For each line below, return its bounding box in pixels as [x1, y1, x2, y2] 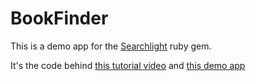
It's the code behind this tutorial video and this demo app [10, 59, 246, 71]
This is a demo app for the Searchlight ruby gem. [10, 40, 212, 52]
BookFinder [10, 7, 109, 30]
